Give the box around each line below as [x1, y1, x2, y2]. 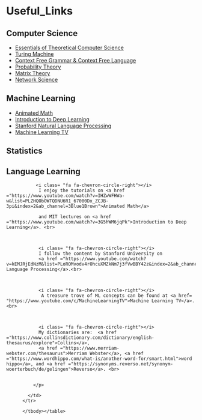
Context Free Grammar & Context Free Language [14, 57, 136, 64]
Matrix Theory [14, 70, 50, 76]
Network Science [14, 76, 58, 83]
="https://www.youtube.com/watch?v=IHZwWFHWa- [6, 193, 125, 199]
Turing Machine [14, 50, 54, 58]
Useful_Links [6, 4, 73, 18]
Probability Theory [14, 63, 61, 70]
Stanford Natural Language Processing [14, 122, 112, 129]
